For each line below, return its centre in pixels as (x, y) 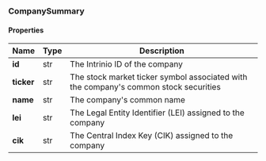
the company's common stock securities (146, 87)
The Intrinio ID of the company (127, 64)
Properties (26, 30)
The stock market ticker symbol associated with (159, 77)
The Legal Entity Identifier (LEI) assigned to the (157, 113)
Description (162, 51)
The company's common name (128, 100)
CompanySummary (46, 11)
